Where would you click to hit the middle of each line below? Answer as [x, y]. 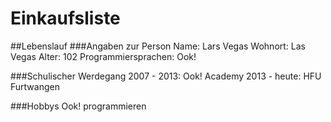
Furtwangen [35, 86]
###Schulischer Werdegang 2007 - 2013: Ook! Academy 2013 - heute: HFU [166, 76]
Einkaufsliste [65, 18]
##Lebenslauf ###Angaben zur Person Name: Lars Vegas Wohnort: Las [158, 46]
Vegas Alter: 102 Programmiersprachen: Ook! [103, 56]
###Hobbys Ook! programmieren [78, 106]
